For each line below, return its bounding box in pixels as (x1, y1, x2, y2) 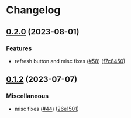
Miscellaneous (6, 92, 49, 100)
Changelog (6, 4, 61, 17)
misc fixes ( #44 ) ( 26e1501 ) (14, 105, 79, 112)
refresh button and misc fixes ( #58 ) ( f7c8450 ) (14, 57, 126, 64)
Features (6, 44, 32, 53)
